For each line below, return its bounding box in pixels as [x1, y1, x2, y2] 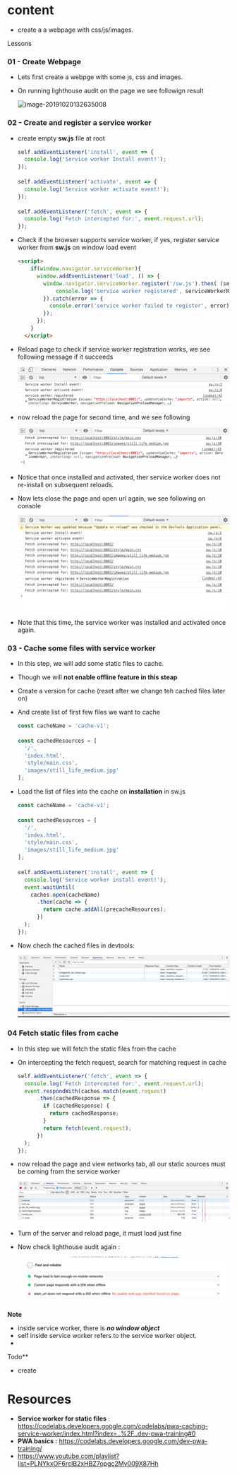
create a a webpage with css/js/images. [17, 25, 134, 34]
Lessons [7, 39, 32, 47]
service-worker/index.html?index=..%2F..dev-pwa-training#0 [17, 1429, 196, 1438]
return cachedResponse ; [49, 1110, 119, 1117]
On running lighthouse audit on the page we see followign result [17, 87, 204, 95]
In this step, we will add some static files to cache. [17, 659, 164, 668]
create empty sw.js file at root [17, 133, 106, 143]
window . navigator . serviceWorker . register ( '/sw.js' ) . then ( [43, 280, 217, 287]
